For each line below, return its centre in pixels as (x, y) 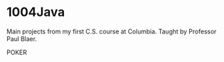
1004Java (36, 12)
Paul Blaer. (22, 38)
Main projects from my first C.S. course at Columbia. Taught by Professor (112, 31)
